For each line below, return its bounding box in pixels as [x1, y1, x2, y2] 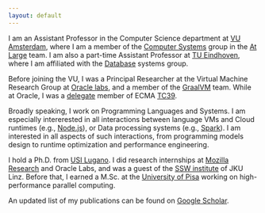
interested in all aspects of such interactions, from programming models [8, 131, 244, 141]
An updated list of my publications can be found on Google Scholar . [8, 196, 229, 205]
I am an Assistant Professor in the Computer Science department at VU [8, 33, 241, 43]
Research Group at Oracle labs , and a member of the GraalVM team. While [8, 82, 252, 92]
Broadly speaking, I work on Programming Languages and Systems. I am [8, 106, 246, 116]
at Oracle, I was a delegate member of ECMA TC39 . [8, 90, 178, 100]
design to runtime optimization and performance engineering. [8, 139, 209, 149]
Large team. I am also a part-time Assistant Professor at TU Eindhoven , [8, 50, 240, 59]
